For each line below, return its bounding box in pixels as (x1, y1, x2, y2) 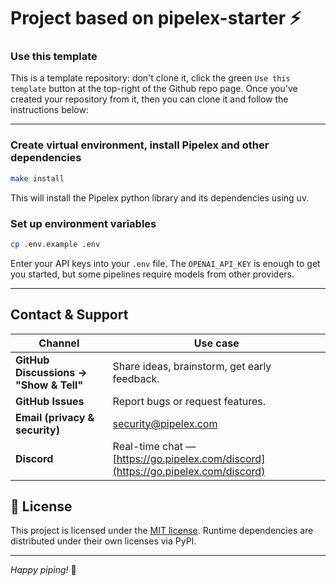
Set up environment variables (10, 216, 157, 230)
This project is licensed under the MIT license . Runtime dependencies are (10, 525, 314, 537)
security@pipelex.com (112, 416, 218, 430)
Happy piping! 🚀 (10, 564, 77, 576)
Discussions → (15, 365, 88, 379)
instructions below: (10, 104, 89, 116)
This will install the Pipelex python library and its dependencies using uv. (10, 191, 310, 204)
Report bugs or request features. (112, 394, 266, 408)
